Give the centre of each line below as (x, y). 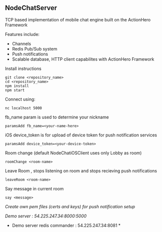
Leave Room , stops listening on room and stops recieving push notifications (81, 171)
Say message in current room (34, 188)
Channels (22, 44)
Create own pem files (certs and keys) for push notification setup (70, 206)
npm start (15, 90)
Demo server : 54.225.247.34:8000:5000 (46, 216)
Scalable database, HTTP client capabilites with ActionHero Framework (83, 59)
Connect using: (20, 99)
